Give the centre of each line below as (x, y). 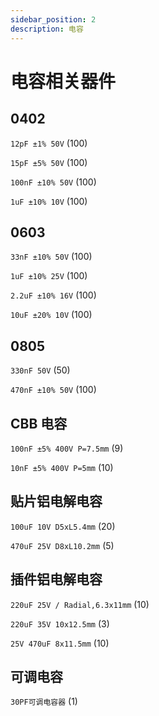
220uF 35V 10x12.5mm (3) (60, 623)
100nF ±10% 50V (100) (53, 182)
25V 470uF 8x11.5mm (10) (60, 643)
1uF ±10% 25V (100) (49, 276)
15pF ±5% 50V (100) (49, 162)
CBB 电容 (39, 423)
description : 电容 (47, 29)
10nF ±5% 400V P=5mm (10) (62, 467)
